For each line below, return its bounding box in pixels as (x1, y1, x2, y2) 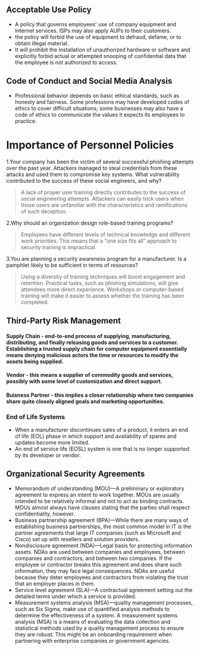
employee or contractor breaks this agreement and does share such (14, 561, 182, 568)
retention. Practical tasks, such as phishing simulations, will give (20, 279, 179, 286)
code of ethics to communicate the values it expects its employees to (14, 111, 185, 118)
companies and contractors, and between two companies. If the (14, 554, 173, 562)
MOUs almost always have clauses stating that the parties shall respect (14, 504, 190, 511)
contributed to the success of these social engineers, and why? (6, 177, 162, 184)
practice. (14, 117, 37, 124)
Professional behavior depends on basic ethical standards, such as (14, 92, 180, 99)
